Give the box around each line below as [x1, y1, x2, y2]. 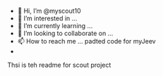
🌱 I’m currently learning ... [17, 22, 93, 30]
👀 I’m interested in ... [17, 14, 78, 23]
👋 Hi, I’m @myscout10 [17, 7, 81, 15]
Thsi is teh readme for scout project [7, 61, 111, 69]
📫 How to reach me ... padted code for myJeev [17, 37, 157, 45]
